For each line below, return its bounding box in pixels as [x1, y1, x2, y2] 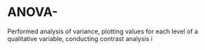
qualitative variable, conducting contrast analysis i [7, 34, 153, 42]
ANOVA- [7, 4, 58, 20]
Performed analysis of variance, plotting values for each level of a [7, 27, 199, 35]
